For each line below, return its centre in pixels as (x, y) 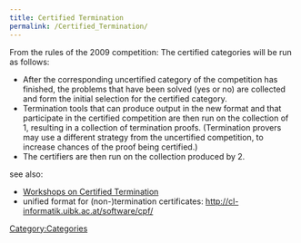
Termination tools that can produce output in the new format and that (152, 108)
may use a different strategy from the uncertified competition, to (143, 137)
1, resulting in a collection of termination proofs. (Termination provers (152, 127)
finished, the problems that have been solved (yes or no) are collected (154, 89)
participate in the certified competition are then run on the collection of (156, 118)
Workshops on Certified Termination (90, 191)
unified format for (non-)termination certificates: (113, 201)
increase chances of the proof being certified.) (110, 147)
